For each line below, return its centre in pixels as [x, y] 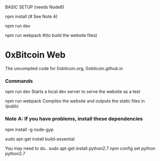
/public [12, 106]
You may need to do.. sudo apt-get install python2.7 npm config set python [80, 148]
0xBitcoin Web [35, 55]
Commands [19, 81]
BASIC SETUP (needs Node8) [35, 7]
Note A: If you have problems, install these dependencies [74, 119]
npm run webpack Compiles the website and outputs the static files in [75, 101]
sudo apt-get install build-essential [40, 139]
